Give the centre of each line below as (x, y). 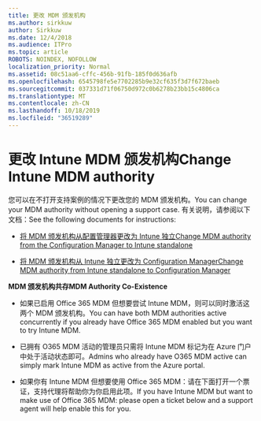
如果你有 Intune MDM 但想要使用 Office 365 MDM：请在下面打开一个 (131, 381)
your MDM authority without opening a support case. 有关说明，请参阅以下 (129, 209)
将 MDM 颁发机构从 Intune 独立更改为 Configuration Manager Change (131, 261)
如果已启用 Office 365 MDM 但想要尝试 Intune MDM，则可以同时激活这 (134, 303)
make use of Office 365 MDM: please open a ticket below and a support (136, 400)
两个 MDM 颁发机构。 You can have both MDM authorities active (123, 313)
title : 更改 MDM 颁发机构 (47, 15)
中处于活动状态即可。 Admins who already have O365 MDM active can (133, 356)
